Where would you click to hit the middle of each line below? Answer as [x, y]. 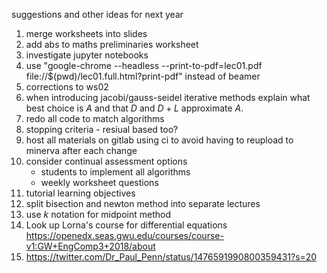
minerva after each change [81, 150]
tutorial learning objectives [80, 193]
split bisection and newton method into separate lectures [143, 203]
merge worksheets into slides [86, 33]
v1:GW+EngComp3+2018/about [90, 246]
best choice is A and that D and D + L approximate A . [134, 108]
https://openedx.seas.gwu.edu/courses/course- [124, 235]
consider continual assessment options [106, 161]
